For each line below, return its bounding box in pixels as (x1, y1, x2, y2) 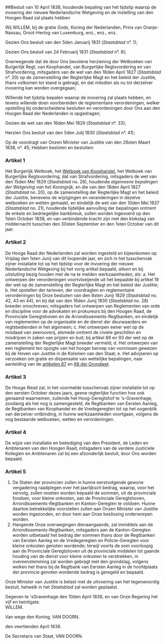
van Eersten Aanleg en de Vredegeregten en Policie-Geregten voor (12, 538, 150, 544)
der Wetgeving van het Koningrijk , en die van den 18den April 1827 (5, 184, 141, 190)
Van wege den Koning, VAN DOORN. (5, 614, 80, 620)
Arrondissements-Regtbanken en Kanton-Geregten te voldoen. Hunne (12, 500, 156, 506)
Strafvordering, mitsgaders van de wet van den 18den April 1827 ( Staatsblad (5, 69, 161, 75)
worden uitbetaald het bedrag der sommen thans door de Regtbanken (12, 532, 155, 538)
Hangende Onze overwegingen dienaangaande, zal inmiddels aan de (12, 522, 154, 528)
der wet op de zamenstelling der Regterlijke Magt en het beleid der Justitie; (5, 282, 159, 288)
